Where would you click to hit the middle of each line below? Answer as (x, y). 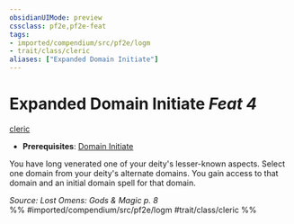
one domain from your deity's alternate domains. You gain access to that (144, 173)
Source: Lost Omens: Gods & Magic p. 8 (84, 200)
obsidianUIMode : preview (56, 18)
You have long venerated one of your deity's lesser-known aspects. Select (147, 164)
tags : (19, 34)
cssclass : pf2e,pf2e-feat (58, 26)
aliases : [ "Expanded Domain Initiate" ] (84, 59)
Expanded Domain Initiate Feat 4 (134, 104)
